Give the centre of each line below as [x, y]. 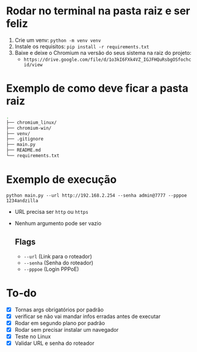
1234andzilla [22, 201]
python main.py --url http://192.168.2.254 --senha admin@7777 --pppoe [96, 195]
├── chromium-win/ [29, 128]
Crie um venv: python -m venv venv [58, 40]
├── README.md [24, 150]
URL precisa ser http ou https [52, 211]
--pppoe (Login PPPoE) [51, 269]
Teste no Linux [33, 336]
